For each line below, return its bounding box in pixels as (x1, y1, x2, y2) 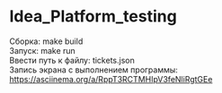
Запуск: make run (9, 45, 76, 55)
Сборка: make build (9, 36, 84, 46)
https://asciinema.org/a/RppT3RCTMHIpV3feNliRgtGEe (9, 73, 213, 84)
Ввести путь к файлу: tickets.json (9, 55, 135, 65)
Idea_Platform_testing (9, 6, 177, 27)
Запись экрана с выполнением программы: (9, 64, 178, 75)
